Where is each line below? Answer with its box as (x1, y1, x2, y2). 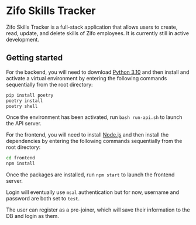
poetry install (6, 98, 43, 104)
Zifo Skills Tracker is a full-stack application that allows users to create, (6, 23, 178, 30)
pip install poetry (6, 92, 54, 98)
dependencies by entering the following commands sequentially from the (6, 138, 183, 145)
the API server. (6, 120, 42, 127)
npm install (6, 161, 35, 166)
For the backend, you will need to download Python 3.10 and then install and (6, 69, 190, 76)
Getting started (6, 53, 63, 63)
